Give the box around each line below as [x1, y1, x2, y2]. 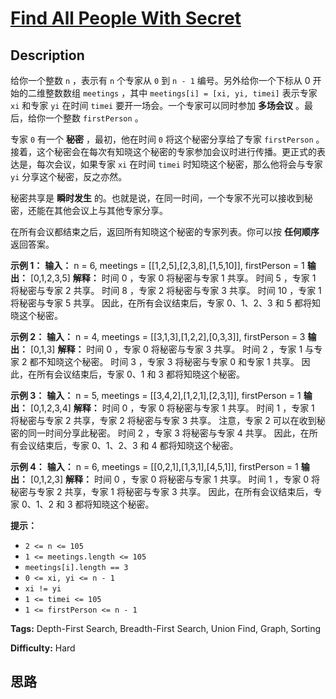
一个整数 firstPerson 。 [44, 112, 144, 124]
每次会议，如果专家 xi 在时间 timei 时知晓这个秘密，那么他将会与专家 [36, 158, 323, 170]
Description [10, 47, 85, 64]
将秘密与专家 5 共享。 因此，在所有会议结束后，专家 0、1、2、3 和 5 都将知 [10, 297, 321, 309]
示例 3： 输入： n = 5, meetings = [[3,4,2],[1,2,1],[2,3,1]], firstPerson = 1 [10, 390, 302, 401]
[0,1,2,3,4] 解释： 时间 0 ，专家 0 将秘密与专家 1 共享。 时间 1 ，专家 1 [29, 402, 315, 414]
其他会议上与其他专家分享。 [53, 205, 168, 216]
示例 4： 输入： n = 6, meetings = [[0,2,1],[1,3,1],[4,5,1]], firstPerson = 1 [10, 461, 299, 472]
